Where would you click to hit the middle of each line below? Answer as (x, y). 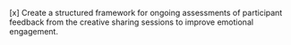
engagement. (34, 31)
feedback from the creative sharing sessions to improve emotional (131, 22)
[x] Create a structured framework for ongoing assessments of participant (146, 13)
